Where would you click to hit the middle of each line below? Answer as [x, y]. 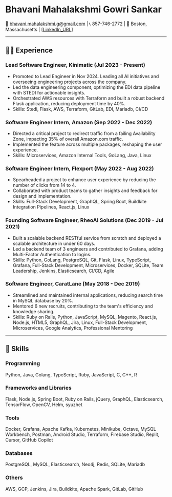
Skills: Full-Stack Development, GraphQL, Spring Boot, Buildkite [80, 202]
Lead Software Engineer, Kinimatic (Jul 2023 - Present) [76, 65]
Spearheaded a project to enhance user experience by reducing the [84, 180]
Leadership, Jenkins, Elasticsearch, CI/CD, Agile [63, 271]
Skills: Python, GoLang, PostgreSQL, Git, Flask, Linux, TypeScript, [82, 260]
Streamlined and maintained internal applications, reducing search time [88, 295]
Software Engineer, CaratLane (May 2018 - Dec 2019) [73, 284]
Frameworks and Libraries [38, 388]
